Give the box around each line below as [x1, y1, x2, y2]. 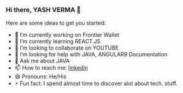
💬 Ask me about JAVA [14, 58, 70, 65]
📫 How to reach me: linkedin [14, 64, 88, 72]
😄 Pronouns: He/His [14, 73, 67, 80]
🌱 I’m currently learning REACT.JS [14, 38, 101, 45]
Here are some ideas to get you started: [6, 20, 106, 27]
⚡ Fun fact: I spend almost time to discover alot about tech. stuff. [14, 80, 178, 87]
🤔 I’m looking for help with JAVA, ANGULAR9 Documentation [14, 51, 168, 58]
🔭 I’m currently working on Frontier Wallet [14, 31, 120, 39]
